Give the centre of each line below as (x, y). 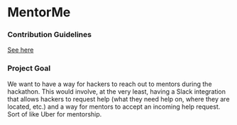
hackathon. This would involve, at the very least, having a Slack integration (116, 91)
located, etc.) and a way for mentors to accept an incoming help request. (114, 107)
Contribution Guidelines (50, 35)
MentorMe (39, 12)
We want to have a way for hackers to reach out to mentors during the (110, 84)
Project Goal (29, 68)
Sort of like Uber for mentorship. (55, 114)
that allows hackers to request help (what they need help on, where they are (118, 99)
